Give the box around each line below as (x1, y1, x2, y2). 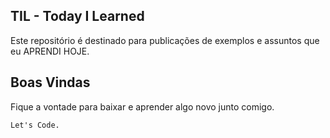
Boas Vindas (10, 74, 91, 91)
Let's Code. (10, 120, 60, 130)
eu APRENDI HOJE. (10, 45, 90, 57)
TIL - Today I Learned (10, 8, 145, 25)
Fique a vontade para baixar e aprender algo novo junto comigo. (10, 100, 275, 113)
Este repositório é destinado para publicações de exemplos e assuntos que (10, 34, 320, 46)
